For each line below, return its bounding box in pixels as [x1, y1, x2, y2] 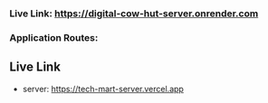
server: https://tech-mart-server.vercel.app [22, 83, 184, 94]
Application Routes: [9, 31, 99, 43]
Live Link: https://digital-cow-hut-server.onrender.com [9, 7, 259, 20]
